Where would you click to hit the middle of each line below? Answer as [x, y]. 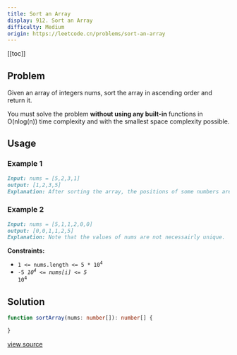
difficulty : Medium [36, 27]
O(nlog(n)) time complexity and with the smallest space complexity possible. [119, 121]
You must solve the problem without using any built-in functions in [105, 114]
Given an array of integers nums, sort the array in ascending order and [110, 93]
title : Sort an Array [39, 14]
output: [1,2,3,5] [34, 185]
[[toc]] [17, 54]
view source [25, 344]
